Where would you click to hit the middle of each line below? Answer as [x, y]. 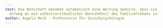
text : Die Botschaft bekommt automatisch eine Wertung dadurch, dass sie [81, 9]
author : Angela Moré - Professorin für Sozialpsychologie [65, 18]
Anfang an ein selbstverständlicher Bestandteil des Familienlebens [80, 14]
